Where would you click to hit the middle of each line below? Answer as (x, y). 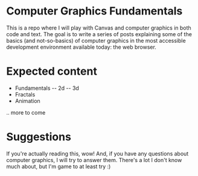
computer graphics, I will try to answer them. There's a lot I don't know (94, 160)
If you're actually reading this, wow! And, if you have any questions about (97, 153)
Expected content (52, 71)
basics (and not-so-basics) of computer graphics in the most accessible (96, 40)
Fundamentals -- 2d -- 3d (47, 88)
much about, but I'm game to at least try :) (59, 166)
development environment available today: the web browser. (81, 47)
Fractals (25, 94)
